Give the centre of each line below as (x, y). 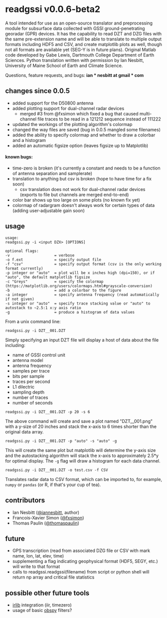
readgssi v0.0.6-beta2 (53, 9)
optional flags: (22, 251)
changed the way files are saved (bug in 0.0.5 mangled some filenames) (86, 129)
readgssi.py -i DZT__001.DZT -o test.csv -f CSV (57, 470)
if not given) (20, 299)
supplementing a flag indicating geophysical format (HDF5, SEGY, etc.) (85, 561)
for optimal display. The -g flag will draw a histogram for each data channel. (83, 460)
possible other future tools (47, 593)
